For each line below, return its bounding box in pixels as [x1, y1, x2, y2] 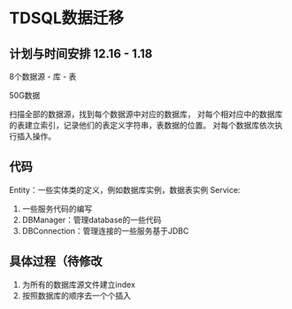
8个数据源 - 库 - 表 [9, 72, 77, 81]
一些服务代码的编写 [21, 203, 93, 213]
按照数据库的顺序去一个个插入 [21, 290, 131, 301]
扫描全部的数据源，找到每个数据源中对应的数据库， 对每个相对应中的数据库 [9, 109, 283, 120]
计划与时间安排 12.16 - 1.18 [9, 46, 153, 61]
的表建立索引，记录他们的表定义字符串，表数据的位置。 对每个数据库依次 [9, 120, 275, 130]
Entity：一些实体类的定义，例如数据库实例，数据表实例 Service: [9, 184, 241, 195]
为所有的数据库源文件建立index [21, 279, 135, 290]
